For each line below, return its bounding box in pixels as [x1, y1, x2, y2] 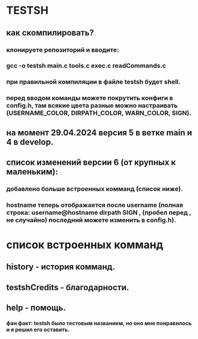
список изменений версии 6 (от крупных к [6, 157, 176, 168]
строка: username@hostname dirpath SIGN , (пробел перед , [6, 208, 191, 216]
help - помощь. [6, 303, 66, 313]
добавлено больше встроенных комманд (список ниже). [6, 185, 184, 193]
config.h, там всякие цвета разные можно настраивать [6, 102, 178, 110]
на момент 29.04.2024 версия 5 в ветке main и [6, 127, 193, 138]
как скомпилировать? [6, 28, 94, 38]
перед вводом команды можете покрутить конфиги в [6, 94, 173, 102]
